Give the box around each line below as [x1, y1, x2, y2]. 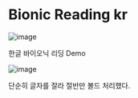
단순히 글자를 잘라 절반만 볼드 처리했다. [8, 80, 131, 90]
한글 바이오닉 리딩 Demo [8, 48, 86, 57]
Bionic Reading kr [8, 6, 128, 24]
